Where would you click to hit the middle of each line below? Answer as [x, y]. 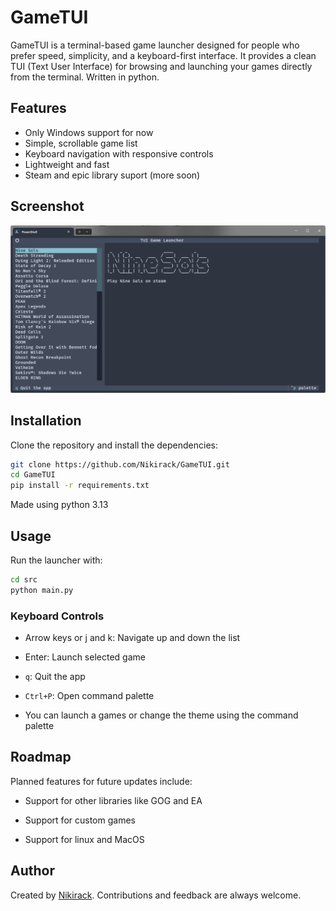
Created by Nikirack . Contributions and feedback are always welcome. [156, 895]
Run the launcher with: [56, 560]
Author [32, 871]
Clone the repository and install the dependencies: [114, 445]
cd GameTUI [33, 475]
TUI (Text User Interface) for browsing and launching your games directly [161, 66]
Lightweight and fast [67, 164]
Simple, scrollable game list [81, 143]
